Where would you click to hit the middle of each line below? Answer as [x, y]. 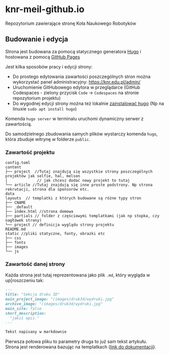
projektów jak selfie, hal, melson [43, 176]
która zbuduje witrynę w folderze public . [48, 139]
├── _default [19, 207]
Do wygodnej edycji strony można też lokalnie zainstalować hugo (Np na [88, 103]
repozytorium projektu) [36, 98]
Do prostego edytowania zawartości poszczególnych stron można [81, 76]
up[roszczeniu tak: [25, 281]
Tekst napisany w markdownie [36, 332]
